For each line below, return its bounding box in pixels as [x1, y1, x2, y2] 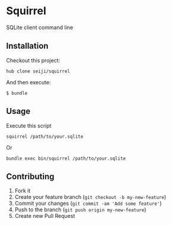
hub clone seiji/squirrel [6, 68, 70, 74]
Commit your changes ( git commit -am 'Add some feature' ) [14, 200, 162, 207]
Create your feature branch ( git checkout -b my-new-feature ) [14, 194, 167, 201]
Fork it [14, 187, 31, 194]
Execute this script [6, 122, 52, 129]
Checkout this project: [6, 56, 60, 64]
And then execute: [6, 78, 51, 85]
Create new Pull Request [14, 213, 75, 220]
